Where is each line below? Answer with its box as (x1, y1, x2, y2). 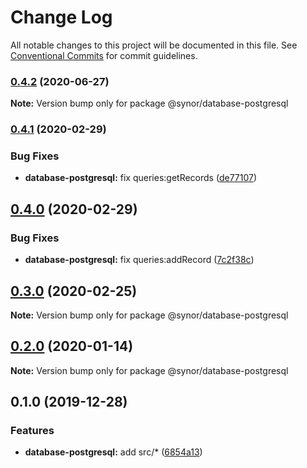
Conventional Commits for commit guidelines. (10, 49, 198, 61)
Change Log (10, 6, 113, 29)
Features (10, 424, 55, 438)
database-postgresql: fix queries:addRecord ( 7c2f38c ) (24, 254, 255, 266)
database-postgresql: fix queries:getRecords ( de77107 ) (24, 172, 258, 184)
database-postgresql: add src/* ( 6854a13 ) (24, 446, 203, 458)
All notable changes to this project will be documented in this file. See (10, 39, 298, 51)
